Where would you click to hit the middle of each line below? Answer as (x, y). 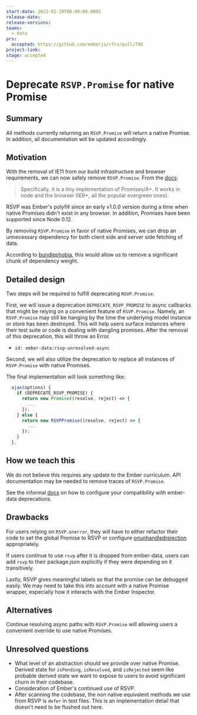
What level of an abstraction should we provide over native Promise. (97, 663)
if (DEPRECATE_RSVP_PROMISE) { (55, 393)
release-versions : (29, 22)
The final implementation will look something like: (66, 377)
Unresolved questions (48, 649)
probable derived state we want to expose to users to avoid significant (100, 676)
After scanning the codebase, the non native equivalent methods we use (103, 694)
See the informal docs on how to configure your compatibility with (86, 493)
